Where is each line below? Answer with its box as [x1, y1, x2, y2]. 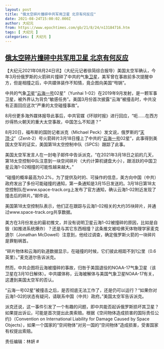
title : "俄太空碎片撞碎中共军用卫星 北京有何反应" [5, 12, 96, 17]
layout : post [5, 7, 32, 12]
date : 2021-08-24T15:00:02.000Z [5, 16, 71, 21]
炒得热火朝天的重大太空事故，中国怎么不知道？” [5, 119, 102, 124]
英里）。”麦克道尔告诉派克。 [5, 254, 59, 260]
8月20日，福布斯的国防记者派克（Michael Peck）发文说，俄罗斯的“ [5, 129, 141, 135]
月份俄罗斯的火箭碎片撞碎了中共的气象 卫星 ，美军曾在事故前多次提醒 [12, 74, 149, 80]
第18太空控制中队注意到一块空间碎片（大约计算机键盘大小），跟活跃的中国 [5, 158, 153, 164]
